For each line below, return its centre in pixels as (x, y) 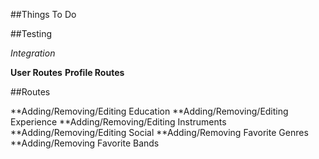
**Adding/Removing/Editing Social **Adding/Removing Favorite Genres (159, 132)
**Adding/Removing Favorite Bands (85, 143)
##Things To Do (43, 14)
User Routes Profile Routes (67, 72)
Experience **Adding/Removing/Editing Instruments (118, 122)
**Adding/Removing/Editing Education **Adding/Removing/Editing (149, 111)
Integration (33, 53)
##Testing (31, 33)
